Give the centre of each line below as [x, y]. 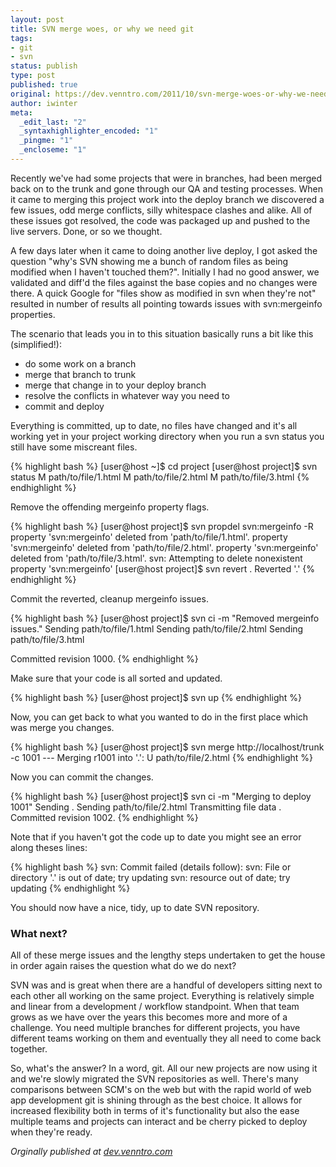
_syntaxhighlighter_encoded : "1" [89, 131]
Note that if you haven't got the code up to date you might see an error [156, 837]
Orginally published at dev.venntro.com [91, 1152]
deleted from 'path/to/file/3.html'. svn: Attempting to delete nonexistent [156, 558]
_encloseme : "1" [53, 150]
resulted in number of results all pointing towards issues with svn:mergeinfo [166, 303]
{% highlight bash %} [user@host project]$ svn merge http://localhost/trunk [167, 747]
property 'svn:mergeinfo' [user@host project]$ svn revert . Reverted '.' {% [163, 568]
